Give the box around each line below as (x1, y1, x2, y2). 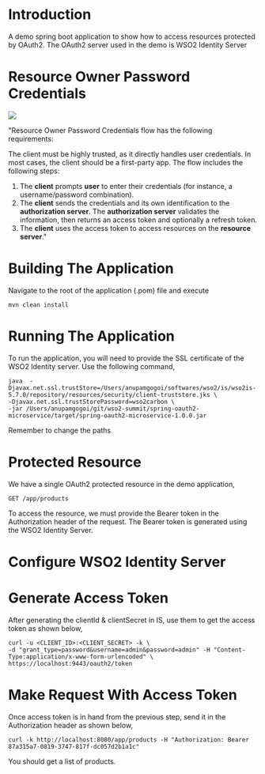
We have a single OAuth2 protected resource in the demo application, (8, 479, 235, 489)
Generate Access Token (8, 589, 168, 607)
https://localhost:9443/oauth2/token (8, 659, 133, 667)
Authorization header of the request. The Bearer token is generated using (8, 516, 248, 527)
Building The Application (8, 259, 174, 278)
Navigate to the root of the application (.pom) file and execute (8, 285, 210, 295)
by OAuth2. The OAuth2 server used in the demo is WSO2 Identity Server (8, 40, 248, 49)
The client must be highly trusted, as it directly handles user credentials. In (8, 149, 252, 159)
